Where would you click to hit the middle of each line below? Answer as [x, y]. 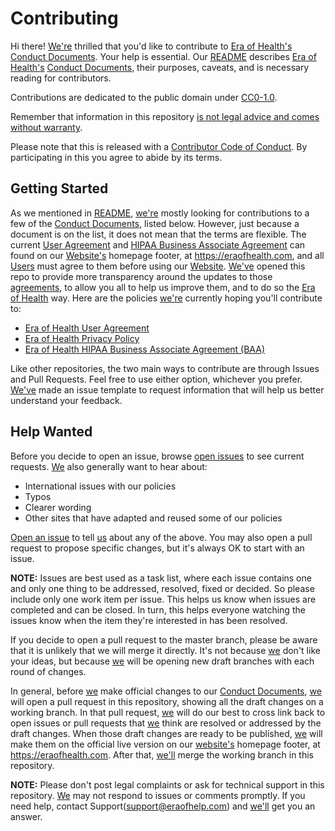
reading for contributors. [61, 78]
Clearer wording [58, 507]
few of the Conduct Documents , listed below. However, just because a [155, 223]
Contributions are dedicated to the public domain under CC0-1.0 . [144, 97]
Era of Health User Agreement [87, 328]
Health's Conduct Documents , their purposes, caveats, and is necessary [160, 67]
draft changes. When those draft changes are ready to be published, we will [166, 733]
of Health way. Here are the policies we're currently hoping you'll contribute [166, 298]
